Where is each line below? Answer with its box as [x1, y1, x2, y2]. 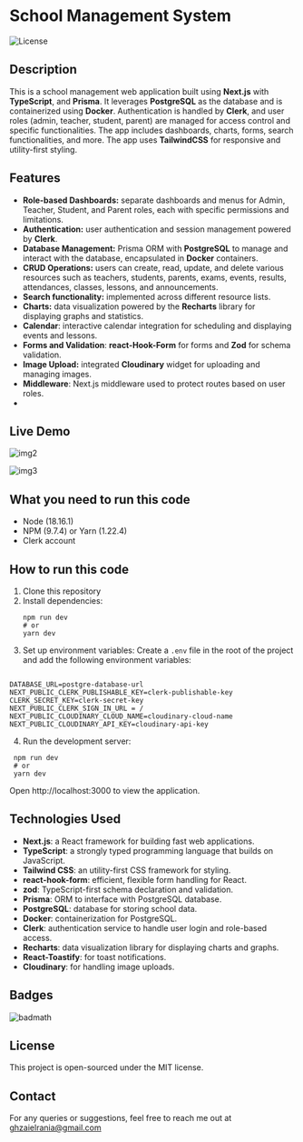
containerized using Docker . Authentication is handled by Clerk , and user [9, 105, 285, 116]
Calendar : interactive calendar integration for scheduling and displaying [22, 320, 292, 331]
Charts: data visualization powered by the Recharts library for [22, 301, 256, 312]
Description [9, 62, 77, 77]
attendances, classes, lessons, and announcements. [22, 281, 219, 292]
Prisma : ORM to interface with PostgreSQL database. [22, 893, 222, 905]
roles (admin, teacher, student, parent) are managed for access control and [9, 115, 290, 125]
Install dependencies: [22, 596, 103, 606]
